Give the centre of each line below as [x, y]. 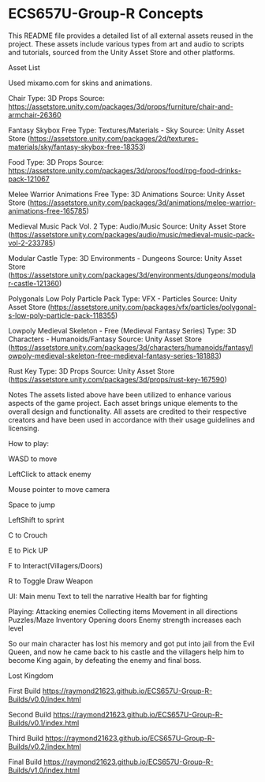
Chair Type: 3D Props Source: [56, 98]
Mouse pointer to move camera [59, 489]
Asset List [24, 67]
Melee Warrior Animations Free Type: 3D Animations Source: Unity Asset [127, 194]
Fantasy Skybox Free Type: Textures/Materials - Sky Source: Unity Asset [126, 130]
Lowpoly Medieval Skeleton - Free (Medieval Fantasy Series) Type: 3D [122, 330]
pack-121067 [29, 179]
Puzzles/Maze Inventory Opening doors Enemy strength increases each [125, 620]
